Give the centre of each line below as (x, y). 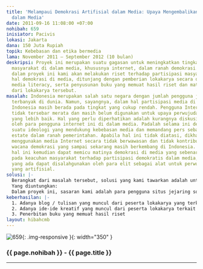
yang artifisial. (34, 169)
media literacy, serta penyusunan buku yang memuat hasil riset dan (100, 85)
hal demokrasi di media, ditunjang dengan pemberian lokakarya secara (102, 79)
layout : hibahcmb (28, 220)
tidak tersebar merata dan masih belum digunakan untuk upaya (92, 113)
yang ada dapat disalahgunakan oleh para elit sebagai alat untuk (97, 164)
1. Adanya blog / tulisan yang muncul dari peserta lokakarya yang (98, 203)
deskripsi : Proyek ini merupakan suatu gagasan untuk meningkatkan (93, 62)
